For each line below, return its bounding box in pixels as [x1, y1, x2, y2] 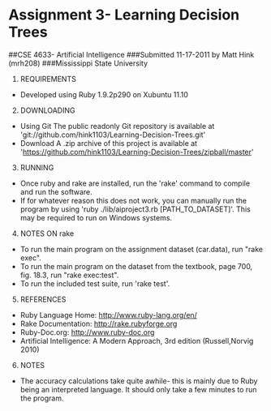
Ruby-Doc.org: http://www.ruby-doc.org [19, 327, 155, 337]
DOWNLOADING [19, 105, 75, 115]
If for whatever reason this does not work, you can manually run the [19, 195, 247, 205]
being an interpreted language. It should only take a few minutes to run [19, 384, 257, 394]
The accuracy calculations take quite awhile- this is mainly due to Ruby [19, 375, 258, 386]
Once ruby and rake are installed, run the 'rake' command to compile [19, 178, 250, 188]
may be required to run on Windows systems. [19, 212, 173, 222]
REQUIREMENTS [19, 74, 77, 83]
